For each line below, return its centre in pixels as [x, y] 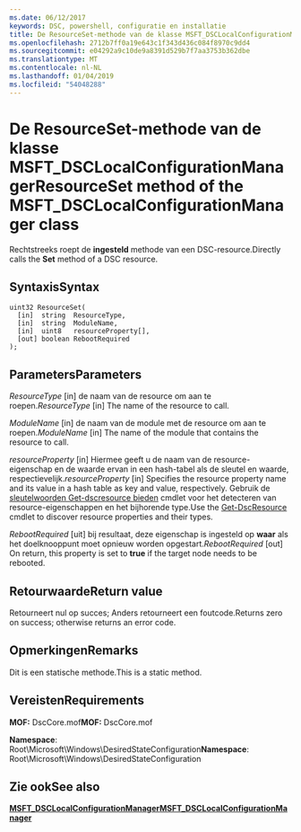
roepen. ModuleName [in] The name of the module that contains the [134, 433]
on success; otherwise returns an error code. [93, 622]
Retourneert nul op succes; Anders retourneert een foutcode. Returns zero [146, 613]
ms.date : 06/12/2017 [48, 18]
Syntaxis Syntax [55, 287]
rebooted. [27, 563]
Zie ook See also [55, 787]
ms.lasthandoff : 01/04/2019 [62, 76]
